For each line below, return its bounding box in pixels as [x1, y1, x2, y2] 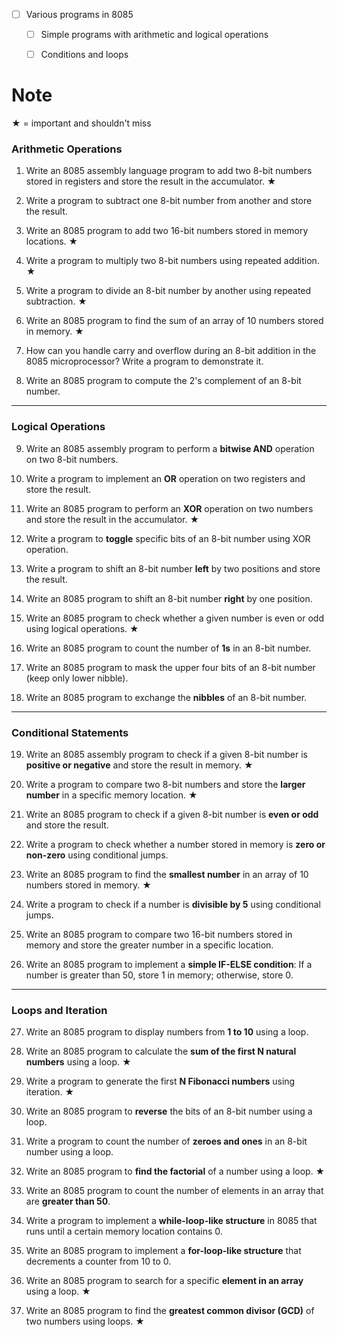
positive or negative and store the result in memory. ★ [25, 759, 254, 771]
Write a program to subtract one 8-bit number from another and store [25, 195, 313, 207]
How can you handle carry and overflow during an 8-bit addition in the [25, 345, 317, 357]
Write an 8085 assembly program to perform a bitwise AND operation [25, 442, 315, 454]
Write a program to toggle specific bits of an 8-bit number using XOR [25, 532, 311, 544]
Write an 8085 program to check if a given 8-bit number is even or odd [25, 809, 319, 821]
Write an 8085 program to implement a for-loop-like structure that [25, 1245, 302, 1257]
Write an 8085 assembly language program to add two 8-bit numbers [25, 165, 313, 177]
